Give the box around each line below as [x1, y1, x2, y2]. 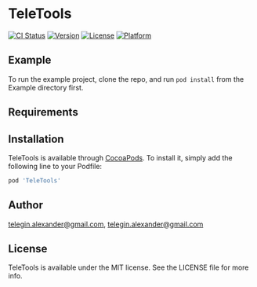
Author [8, 198, 43, 212]
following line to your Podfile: [8, 161, 103, 171]
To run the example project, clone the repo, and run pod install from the [8, 74, 244, 83]
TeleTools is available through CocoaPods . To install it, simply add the [8, 153, 233, 162]
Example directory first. [8, 83, 84, 92]
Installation [8, 132, 64, 145]
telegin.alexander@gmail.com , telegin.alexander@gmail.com [8, 219, 204, 229]
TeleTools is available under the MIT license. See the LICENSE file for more [8, 263, 249, 272]
